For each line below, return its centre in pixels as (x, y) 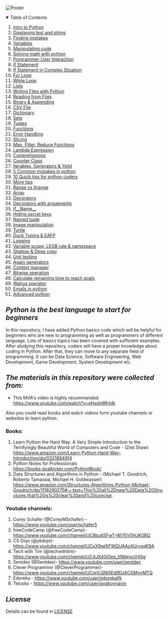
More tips (23, 182)
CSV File (22, 107)
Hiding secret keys (32, 214)
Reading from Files (32, 96)
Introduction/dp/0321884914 (42, 458)
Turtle (19, 230)
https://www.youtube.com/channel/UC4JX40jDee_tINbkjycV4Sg (79, 557)
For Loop (22, 75)
